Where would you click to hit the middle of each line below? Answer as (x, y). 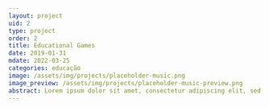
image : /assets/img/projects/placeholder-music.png (97, 76)
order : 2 (23, 38)
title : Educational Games (52, 46)
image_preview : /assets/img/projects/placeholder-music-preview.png (126, 83)
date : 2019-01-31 (37, 53)
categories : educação (45, 68)
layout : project (35, 16)
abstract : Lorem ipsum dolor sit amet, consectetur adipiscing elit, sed (135, 91)
